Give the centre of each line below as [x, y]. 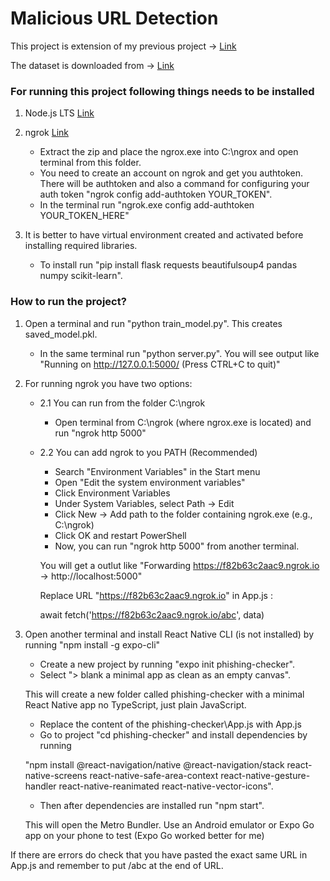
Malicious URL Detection [114, 18]
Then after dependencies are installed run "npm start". [152, 805]
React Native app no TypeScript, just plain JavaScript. [135, 704]
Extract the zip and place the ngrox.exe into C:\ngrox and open [169, 152]
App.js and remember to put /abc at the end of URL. [117, 865]
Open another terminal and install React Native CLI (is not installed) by [169, 634]
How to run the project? [68, 302]
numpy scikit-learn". [81, 276]
